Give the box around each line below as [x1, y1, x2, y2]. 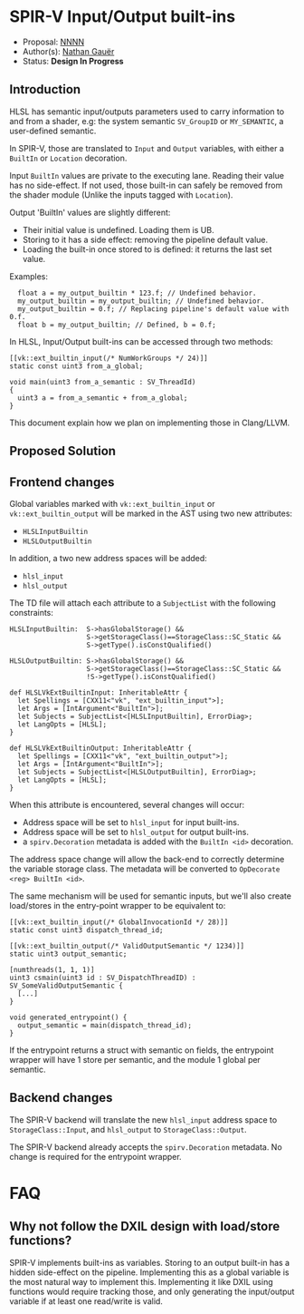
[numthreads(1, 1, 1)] [9, 965, 95, 974]
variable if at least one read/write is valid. [9, 1295, 163, 1307]
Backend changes [9, 1090, 113, 1105]
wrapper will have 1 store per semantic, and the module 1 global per [9, 1054, 261, 1065]
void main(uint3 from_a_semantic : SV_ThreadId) [9, 377, 196, 386]
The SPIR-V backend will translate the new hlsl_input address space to [9, 1114, 278, 1125]
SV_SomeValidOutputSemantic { [9, 981, 124, 990]
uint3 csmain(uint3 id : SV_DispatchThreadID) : [9, 973, 196, 982]
